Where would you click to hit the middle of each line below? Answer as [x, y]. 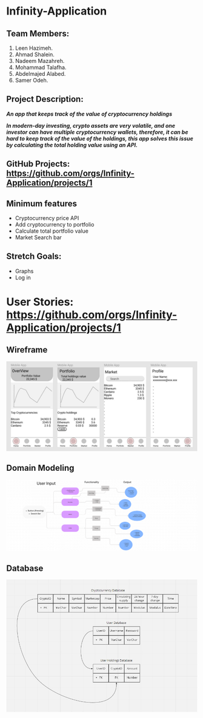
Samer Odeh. [32, 80]
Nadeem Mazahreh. [40, 61]
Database [25, 568]
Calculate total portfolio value [52, 231]
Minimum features [42, 203]
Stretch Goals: [34, 257]
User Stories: [40, 302]
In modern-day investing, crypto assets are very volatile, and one [91, 125]
